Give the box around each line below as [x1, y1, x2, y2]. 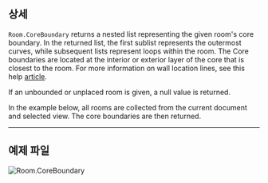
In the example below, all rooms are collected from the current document [8, 102, 247, 112]
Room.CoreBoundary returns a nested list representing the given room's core [8, 29, 254, 38]
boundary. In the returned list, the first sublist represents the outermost [8, 38, 242, 47]
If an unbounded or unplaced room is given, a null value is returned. [8, 87, 231, 97]
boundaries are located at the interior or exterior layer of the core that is [8, 54, 245, 64]
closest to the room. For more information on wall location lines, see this [8, 63, 246, 73]
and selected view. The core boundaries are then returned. [8, 111, 202, 121]
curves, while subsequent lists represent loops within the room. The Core [8, 46, 249, 56]
